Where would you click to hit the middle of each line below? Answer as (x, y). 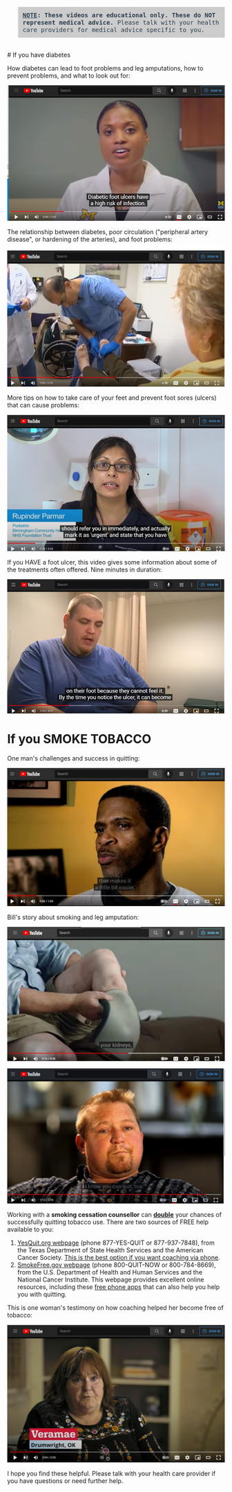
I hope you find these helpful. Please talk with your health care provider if (112, 1473)
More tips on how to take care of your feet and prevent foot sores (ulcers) (112, 398)
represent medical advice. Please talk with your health (121, 23)
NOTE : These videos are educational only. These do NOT (119, 15)
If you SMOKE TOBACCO (79, 739)
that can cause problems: (43, 405)
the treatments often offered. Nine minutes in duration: (85, 569)
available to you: (30, 1229)
